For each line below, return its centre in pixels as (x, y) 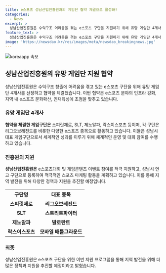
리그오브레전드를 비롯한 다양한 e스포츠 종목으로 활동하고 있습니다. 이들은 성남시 (82, 131)
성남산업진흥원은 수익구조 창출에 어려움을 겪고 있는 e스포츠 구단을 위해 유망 (78, 87)
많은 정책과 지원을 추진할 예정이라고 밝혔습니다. (51, 266)
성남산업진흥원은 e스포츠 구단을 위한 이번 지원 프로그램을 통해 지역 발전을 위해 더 (83, 260)
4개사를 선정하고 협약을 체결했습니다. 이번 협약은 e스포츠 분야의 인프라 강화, (83, 92)
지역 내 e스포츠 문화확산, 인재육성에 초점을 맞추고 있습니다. (62, 99)
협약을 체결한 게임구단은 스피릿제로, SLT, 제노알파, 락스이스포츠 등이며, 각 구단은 (82, 125)
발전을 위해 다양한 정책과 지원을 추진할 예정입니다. (58, 182)
